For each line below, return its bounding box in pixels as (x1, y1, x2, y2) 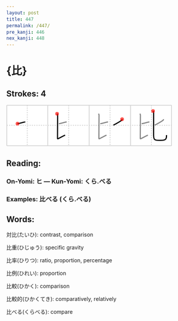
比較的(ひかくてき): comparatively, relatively (6, 296, 117, 303)
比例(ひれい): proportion (6, 270, 67, 277)
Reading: (6, 158, 41, 168)
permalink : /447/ (6, 22, 50, 28)
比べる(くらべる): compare (6, 308, 73, 316)
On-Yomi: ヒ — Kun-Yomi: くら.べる (6, 177, 112, 186)
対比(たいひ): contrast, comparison (6, 231, 94, 239)
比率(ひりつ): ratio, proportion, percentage (6, 257, 112, 264)
